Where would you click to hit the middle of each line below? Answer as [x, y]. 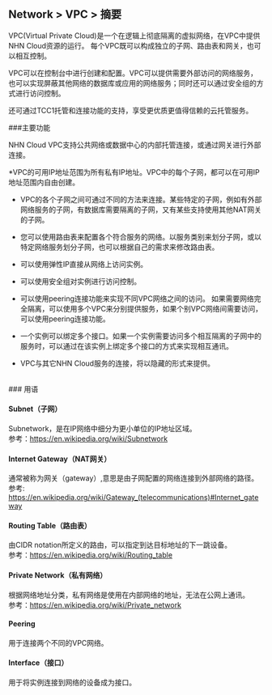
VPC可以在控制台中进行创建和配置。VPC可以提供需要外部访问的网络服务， [133, 73]
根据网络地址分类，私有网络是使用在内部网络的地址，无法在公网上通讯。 [129, 595]
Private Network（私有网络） [58, 575]
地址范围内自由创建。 [44, 182]
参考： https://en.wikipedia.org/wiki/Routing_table [90, 555]
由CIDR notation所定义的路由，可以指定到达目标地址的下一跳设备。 [120, 545]
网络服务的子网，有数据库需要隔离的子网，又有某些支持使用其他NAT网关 [140, 210]
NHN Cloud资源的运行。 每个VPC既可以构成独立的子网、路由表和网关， [128, 45]
